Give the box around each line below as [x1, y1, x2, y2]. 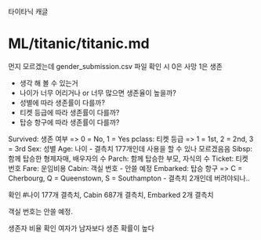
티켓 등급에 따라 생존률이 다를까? [19, 107, 120, 117]
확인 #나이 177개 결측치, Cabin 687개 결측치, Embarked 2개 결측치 [8, 190, 214, 199]
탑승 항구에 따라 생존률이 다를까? [19, 117, 120, 127]
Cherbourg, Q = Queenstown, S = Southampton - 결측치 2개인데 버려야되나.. [8, 173, 251, 183]
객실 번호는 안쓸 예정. [8, 206, 73, 216]
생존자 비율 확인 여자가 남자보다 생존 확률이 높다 [8, 223, 155, 233]
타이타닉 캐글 [8, 7, 49, 16]
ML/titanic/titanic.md [8, 35, 150, 53]
